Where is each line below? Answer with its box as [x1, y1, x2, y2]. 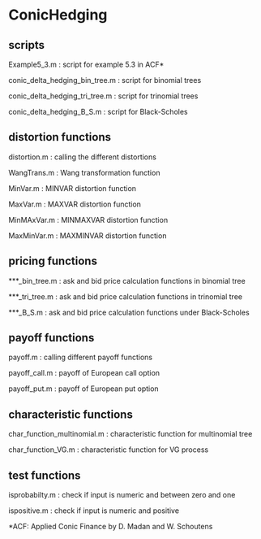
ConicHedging [8, 6, 108, 24]
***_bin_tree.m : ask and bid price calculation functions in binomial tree [8, 276, 246, 285]
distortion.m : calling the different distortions [8, 152, 156, 162]
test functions [8, 468, 81, 482]
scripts [8, 38, 45, 52]
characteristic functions [8, 407, 134, 421]
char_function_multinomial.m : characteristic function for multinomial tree [8, 429, 253, 439]
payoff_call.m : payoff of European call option [8, 368, 160, 378]
